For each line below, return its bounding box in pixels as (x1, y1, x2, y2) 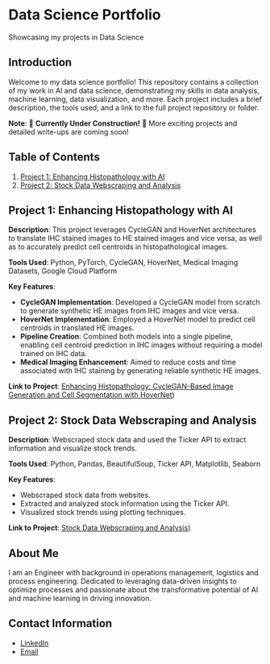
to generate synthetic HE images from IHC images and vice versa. (19, 306, 239, 316)
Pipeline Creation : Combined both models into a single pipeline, (19, 332, 234, 342)
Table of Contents (8, 151, 101, 164)
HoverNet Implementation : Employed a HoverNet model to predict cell (19, 314, 255, 324)
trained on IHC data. (19, 349, 87, 359)
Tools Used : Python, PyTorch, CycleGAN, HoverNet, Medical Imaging (8, 258, 239, 268)
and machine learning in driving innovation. (8, 594, 152, 603)
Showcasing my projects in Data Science (8, 32, 144, 42)
